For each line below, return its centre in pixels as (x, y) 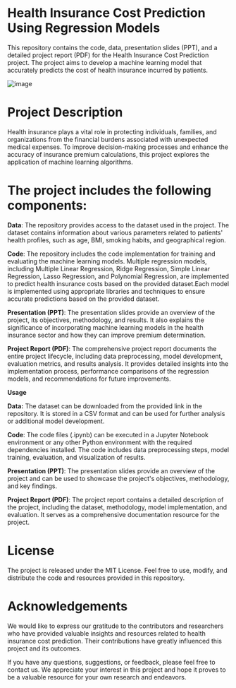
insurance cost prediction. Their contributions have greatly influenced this (114, 641)
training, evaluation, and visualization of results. (76, 457)
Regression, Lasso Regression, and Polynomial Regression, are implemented (118, 276)
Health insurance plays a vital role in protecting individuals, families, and (112, 131)
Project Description (65, 113)
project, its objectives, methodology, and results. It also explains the (106, 320)
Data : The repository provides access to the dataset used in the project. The (118, 225)
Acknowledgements (68, 606)
